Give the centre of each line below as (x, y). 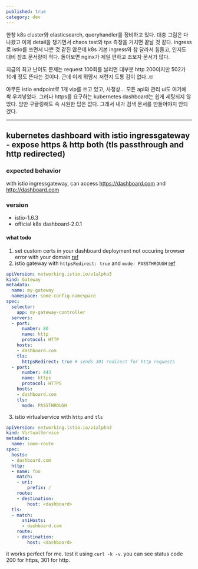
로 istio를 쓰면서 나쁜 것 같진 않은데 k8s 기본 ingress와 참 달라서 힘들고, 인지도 (96, 49)
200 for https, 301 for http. (38, 560)
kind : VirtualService (33, 433)
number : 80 (35, 329)
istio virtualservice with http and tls (59, 416)
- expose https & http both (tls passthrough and (95, 145)
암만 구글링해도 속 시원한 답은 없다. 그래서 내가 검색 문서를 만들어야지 (98, 104)
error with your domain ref (47, 257)
